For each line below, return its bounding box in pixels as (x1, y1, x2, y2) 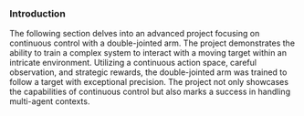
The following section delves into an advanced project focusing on (9, 28, 260, 39)
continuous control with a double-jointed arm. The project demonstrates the (9, 37, 295, 48)
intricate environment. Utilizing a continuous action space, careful (9, 58, 257, 69)
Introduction (9, 7, 66, 20)
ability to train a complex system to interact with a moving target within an (9, 47, 288, 58)
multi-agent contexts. (9, 96, 90, 107)
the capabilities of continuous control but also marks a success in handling (9, 86, 290, 98)
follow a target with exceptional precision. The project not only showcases (9, 77, 289, 88)
